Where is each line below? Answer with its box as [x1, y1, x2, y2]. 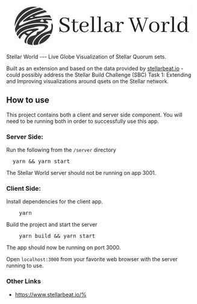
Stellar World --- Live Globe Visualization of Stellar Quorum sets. [6, 53, 167, 60]
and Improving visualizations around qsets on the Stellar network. [6, 78, 169, 84]
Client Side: [6, 185, 41, 193]
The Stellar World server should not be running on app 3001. [6, 169, 157, 177]
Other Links [6, 277, 41, 285]
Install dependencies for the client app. [6, 198, 104, 205]
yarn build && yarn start [19, 233, 96, 239]
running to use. [6, 262, 44, 270]
